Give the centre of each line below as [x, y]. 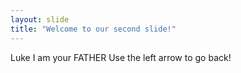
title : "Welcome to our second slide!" [93, 29]
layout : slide [40, 19]
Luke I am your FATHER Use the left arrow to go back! [121, 57]
